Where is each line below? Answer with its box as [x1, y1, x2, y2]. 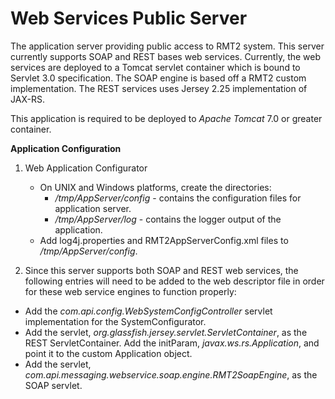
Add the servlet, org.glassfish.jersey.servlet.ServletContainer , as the [24, 326, 308, 338]
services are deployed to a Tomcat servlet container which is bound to [10, 61, 301, 73]
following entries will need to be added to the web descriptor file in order [24, 275, 325, 287]
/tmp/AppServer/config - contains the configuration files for [54, 192, 302, 204]
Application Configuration [10, 142, 122, 154]
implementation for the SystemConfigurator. [24, 315, 207, 327]
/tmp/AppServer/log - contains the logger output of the [54, 213, 282, 225]
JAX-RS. [10, 93, 45, 105]
